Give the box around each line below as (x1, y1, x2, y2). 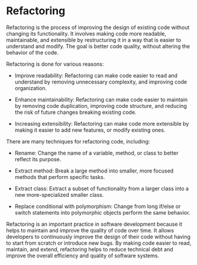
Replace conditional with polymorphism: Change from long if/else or (14, 203, 181, 210)
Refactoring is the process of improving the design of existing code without (6, 24, 190, 31)
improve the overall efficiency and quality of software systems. (6, 252, 160, 259)
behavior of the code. (6, 49, 59, 56)
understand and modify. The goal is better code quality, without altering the (6, 43, 190, 50)
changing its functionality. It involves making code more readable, (6, 30, 167, 37)
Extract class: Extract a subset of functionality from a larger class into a (14, 185, 189, 192)
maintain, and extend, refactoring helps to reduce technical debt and (6, 245, 173, 253)
